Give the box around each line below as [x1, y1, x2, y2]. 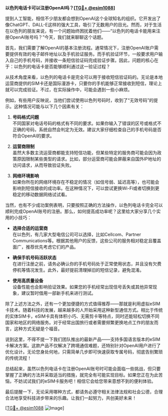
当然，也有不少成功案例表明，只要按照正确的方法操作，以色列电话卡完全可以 [5, 202, 163, 208]
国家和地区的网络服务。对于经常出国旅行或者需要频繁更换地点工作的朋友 [5, 320, 154, 325]
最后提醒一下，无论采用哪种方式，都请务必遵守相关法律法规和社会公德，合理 [5, 389, 163, 395]
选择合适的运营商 [12, 225, 48, 231]
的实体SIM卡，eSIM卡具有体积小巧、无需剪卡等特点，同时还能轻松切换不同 [5, 313, 159, 319]
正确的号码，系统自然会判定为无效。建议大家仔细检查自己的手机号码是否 [12, 127, 161, 132]
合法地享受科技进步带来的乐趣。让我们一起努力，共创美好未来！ [5, 395, 136, 401]
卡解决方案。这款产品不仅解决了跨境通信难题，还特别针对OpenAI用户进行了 [5, 343, 161, 349]
